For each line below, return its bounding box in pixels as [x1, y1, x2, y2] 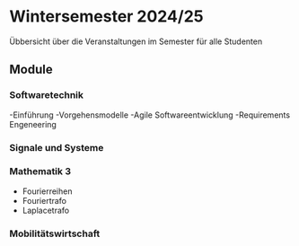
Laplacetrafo [22, 205, 70, 215]
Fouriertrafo [22, 195, 67, 206]
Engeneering [9, 119, 57, 129]
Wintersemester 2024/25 [9, 6, 204, 27]
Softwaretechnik [9, 89, 84, 101]
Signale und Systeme [9, 141, 104, 154]
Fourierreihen [22, 186, 73, 197]
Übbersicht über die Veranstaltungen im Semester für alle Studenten [9, 36, 263, 47]
